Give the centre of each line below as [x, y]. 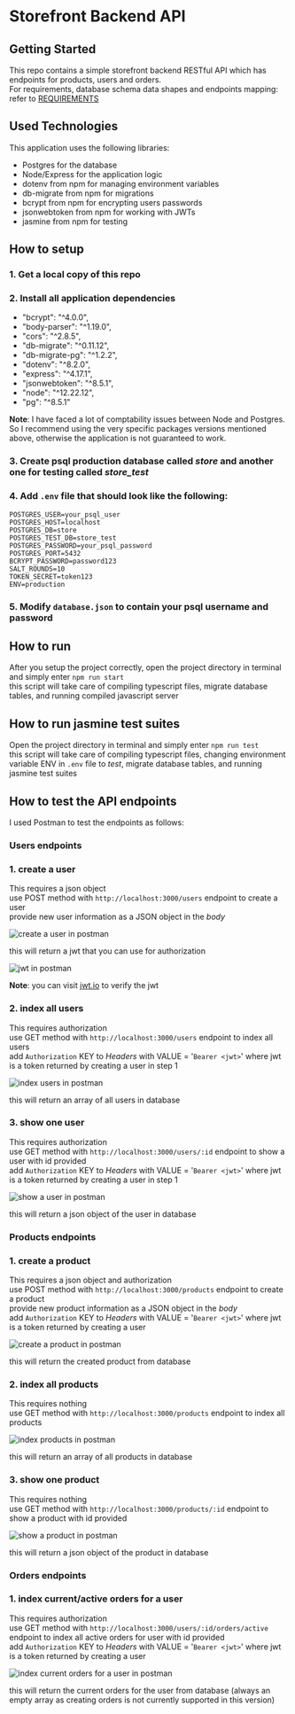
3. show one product [54, 1480]
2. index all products [54, 1384]
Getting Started [53, 49]
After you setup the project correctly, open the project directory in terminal [145, 667]
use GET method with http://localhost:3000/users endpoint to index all [141, 1037]
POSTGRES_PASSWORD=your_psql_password [81, 545]
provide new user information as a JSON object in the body [117, 917]
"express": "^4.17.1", [57, 374]
